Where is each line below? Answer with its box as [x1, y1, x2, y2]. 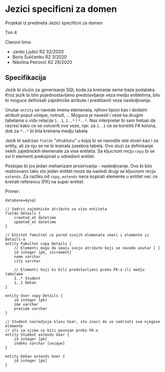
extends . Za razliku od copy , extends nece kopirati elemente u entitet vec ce [5, 173, 158, 179]
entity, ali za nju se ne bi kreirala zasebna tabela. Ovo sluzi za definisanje [5, 143, 154, 149]
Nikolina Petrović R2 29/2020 [12, 59, 73, 65]
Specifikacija [5, 73, 46, 82]
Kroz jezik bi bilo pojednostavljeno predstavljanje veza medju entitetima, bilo [5, 92, 161, 98]
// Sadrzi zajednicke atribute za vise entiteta [5, 207, 107, 212]
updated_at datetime [14, 219, 56, 224]
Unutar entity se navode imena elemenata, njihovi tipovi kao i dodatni [5, 106, 147, 112]
